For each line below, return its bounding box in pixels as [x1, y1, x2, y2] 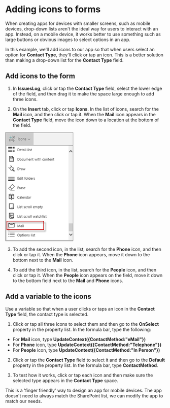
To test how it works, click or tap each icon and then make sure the [12, 372, 153, 378]
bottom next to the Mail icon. [12, 257, 74, 263]
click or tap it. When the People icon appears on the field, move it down [12, 272, 163, 278]
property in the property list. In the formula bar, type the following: [12, 326, 151, 332]
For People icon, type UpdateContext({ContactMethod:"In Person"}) [12, 347, 160, 353]
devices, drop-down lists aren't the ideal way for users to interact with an [5, 25, 158, 31]
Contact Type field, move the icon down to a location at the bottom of [12, 117, 159, 123]
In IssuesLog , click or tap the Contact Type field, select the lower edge [12, 85, 162, 91]
